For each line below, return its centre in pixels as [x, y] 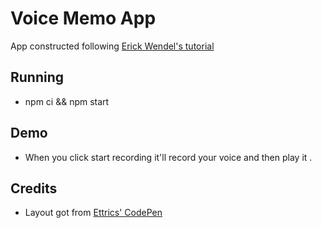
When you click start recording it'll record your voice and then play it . [168, 157]
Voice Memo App [83, 18]
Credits [34, 188]
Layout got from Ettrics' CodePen [93, 213]
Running [37, 77]
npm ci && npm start [67, 101]
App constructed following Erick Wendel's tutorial [112, 46]
